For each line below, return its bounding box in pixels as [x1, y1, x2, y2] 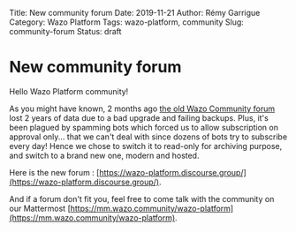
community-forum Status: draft [9, 26, 122, 36]
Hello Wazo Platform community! [9, 86, 129, 96]
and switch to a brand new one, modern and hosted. [9, 150, 200, 161]
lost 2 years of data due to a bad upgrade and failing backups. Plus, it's [9, 112, 269, 123]
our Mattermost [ [9, 203, 71, 213]
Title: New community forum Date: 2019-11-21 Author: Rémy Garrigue [9, 8, 261, 18]
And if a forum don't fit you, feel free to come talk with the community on [9, 193, 275, 204]
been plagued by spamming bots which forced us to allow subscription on [9, 122, 278, 132]
